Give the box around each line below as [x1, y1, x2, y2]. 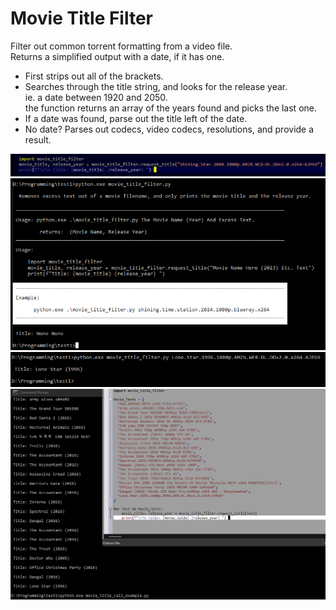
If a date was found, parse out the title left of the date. [24, 112, 248, 124]
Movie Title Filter [10, 7, 154, 30]
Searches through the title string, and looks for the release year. [24, 80, 288, 92]
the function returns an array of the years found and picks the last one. [24, 102, 318, 114]
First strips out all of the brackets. [24, 70, 164, 82]
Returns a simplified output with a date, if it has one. [10, 50, 225, 62]
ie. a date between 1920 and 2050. [24, 91, 168, 103]
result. [24, 133, 52, 146]
